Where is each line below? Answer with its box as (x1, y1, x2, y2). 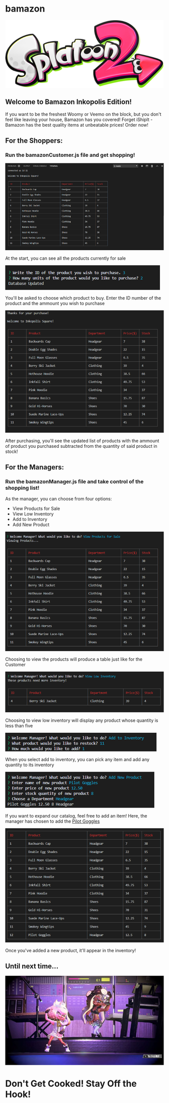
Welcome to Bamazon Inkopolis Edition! (5, 98, 132, 106)
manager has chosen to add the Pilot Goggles (5, 818, 100, 825)
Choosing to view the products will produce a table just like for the (5, 656, 142, 662)
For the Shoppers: (5, 137, 63, 145)
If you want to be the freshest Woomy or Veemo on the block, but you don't (5, 111, 162, 117)
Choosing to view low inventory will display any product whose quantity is (5, 717, 158, 724)
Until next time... (5, 962, 59, 971)
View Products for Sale (12, 505, 60, 512)
